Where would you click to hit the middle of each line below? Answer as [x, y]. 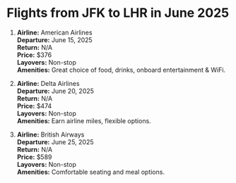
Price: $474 [34, 106]
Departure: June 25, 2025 [55, 141]
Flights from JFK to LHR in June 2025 [118, 13]
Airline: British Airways [51, 134]
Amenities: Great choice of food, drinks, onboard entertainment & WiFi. [121, 70]
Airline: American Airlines [54, 32]
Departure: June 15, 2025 [54, 39]
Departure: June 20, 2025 [55, 91]
